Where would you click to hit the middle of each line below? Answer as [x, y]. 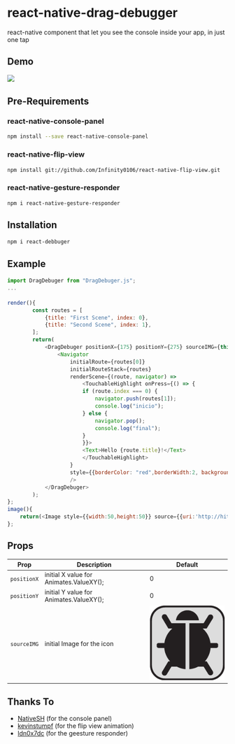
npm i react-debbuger [39, 242]
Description [94, 565]
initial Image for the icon [79, 643]
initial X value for [69, 575]
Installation [32, 225]
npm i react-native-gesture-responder [64, 203]
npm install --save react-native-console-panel [78, 137]
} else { [95, 413]
